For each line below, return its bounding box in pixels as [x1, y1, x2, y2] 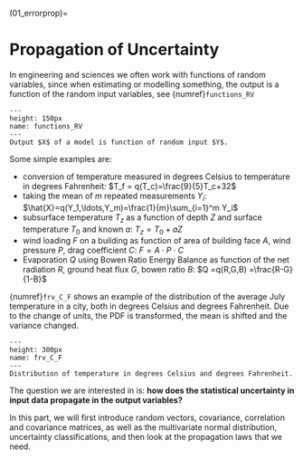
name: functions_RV [9, 121, 83, 130]
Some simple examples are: [9, 153, 113, 164]
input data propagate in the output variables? [9, 395, 184, 406]
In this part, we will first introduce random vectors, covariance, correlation [9, 412, 286, 424]
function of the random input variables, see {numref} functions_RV [9, 88, 255, 99]
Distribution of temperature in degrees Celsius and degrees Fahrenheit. [9, 369, 294, 378]
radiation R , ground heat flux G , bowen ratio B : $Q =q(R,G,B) [22, 264, 247, 275]
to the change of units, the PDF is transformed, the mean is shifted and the [9, 311, 288, 321]
